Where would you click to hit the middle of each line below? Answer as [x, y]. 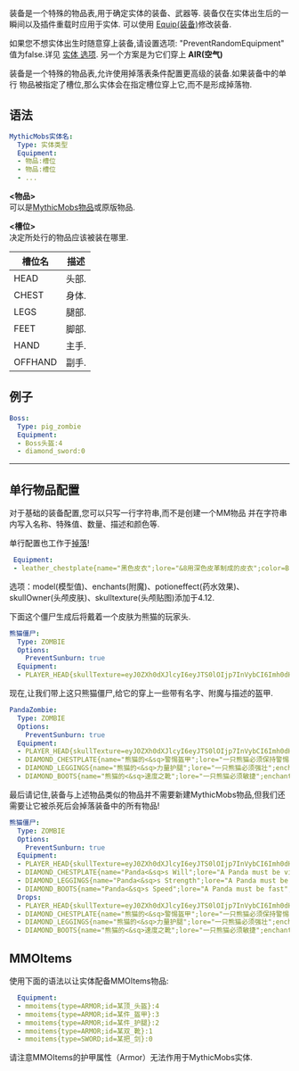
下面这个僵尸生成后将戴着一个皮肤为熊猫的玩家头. [100, 616]
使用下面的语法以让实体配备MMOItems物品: [89, 981]
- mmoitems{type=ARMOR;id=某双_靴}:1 [85, 1031]
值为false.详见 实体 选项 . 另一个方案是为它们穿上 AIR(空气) [116, 54]
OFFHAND [36, 362]
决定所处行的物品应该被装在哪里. [69, 237]
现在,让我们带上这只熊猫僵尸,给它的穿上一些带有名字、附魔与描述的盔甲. [141, 693]
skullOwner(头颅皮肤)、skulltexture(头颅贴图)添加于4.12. [112, 597]
